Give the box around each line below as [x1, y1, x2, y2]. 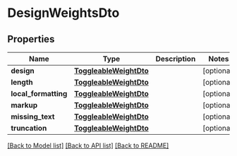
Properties [7, 33, 55, 45]
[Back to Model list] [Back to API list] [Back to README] [7, 141, 169, 150]
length [11, 78, 33, 87]
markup [11, 100, 37, 110]
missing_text [11, 112, 55, 121]
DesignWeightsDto [7, 5, 120, 21]
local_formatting [11, 89, 68, 98]
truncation [11, 124, 47, 133]
